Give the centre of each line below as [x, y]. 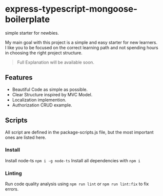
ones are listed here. [26, 137]
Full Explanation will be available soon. [55, 62]
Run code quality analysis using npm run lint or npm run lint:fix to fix [77, 184]
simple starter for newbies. [32, 33]
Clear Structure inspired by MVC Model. [52, 94]
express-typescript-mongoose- [71, 9]
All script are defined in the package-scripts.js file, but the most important [79, 132]
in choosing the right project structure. [44, 53]
